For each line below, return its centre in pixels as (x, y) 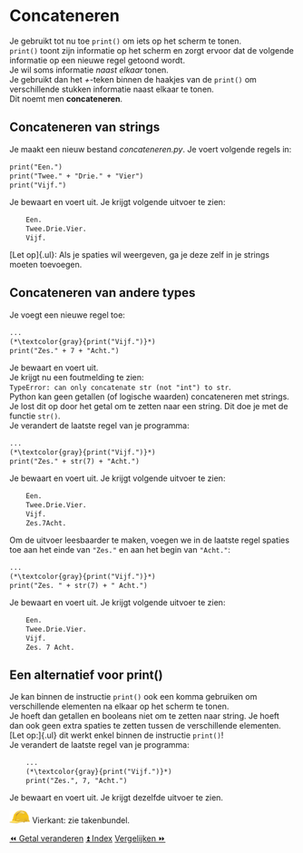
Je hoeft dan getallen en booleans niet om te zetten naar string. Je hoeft (144, 716)
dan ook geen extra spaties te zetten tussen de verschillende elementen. (145, 726)
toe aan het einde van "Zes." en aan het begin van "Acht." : (120, 549)
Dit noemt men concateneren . (66, 98)
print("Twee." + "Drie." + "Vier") (77, 176)
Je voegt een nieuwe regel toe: (67, 315)
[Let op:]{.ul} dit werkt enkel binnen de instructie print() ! (117, 735)
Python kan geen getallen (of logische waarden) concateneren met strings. (150, 397)
